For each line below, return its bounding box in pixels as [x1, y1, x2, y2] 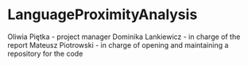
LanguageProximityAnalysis [7, 6, 198, 24]
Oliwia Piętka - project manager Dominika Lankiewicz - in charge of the [7, 32, 241, 41]
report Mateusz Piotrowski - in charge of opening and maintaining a [7, 40, 229, 49]
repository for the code [7, 49, 83, 58]
